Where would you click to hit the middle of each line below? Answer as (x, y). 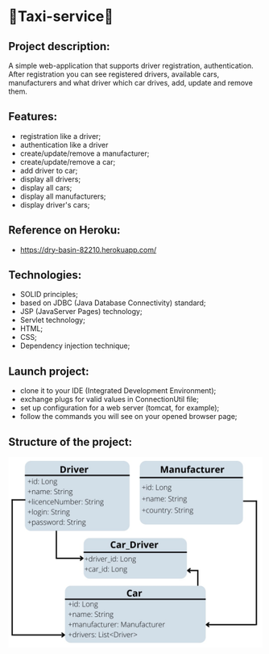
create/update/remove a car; (68, 161)
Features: (33, 117)
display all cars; (46, 187)
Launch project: (49, 371)
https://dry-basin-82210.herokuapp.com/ (88, 249)
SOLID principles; (49, 295)
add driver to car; (49, 170)
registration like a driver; (60, 136)
